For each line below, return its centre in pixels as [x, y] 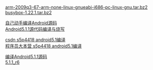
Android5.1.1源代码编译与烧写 [35, 29]
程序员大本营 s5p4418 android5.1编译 [44, 46]
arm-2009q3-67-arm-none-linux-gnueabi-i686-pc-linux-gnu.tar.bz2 [76, 7]
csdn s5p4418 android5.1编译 [35, 40]
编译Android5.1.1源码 [26, 56]
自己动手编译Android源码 [31, 23]
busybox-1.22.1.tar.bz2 [28, 12]
